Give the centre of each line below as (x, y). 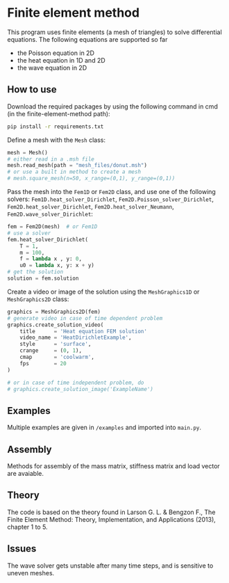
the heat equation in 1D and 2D (61, 60)
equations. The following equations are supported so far (87, 39)
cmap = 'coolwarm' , (57, 357)
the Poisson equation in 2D (56, 53)
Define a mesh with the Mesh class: (57, 140)
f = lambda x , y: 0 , (51, 259)
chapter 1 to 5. (27, 527)
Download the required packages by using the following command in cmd (113, 106)
